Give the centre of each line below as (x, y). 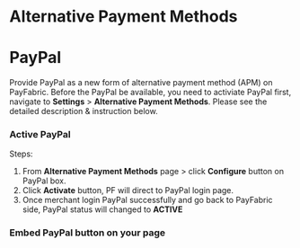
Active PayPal (40, 135)
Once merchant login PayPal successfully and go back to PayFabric (147, 200)
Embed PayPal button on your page (88, 233)
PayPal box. (44, 181)
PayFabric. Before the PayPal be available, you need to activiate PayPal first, (150, 93)
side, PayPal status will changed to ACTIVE (102, 209)
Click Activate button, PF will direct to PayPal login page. (128, 190)
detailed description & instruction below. (84, 111)
